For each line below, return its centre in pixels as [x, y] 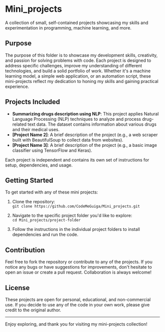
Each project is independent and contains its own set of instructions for [77, 160]
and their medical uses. [36, 129]
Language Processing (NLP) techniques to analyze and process [77, 119]
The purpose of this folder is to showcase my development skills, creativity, [82, 55]
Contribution [25, 250]
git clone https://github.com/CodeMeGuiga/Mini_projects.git [76, 207]
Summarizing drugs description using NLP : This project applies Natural [85, 113]
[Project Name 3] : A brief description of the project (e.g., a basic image [84, 145]
